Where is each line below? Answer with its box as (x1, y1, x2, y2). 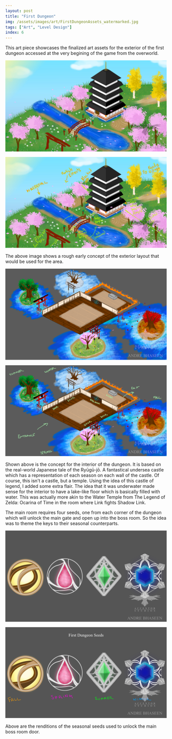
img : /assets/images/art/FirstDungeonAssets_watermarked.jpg (5, 19, 139, 24)
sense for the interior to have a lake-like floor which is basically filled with (5, 488, 160, 495)
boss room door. (5, 729, 40, 735)
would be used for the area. (5, 258, 64, 264)
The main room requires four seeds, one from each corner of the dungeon (5, 509, 162, 516)
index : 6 (5, 30, 24, 35)
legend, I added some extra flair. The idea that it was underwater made (5, 483, 155, 489)
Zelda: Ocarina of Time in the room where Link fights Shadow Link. (5, 500, 146, 506)
